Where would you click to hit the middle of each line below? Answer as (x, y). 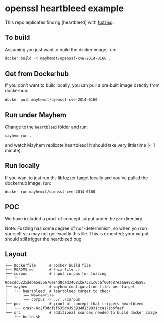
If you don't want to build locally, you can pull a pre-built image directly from (82, 85)
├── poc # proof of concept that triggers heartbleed (74, 304)
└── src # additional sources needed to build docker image (81, 313)
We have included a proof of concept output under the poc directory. (74, 218)
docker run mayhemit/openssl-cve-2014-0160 (50, 192)
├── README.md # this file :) (42, 270)
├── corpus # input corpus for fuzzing (56, 274)
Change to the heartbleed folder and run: (47, 127)
